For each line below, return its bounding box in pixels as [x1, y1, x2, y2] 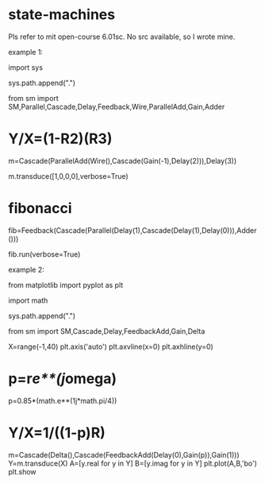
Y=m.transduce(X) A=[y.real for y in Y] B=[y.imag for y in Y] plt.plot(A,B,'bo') [8, 459, 258, 468]
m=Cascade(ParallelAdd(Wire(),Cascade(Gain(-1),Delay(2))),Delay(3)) [8, 156, 237, 165]
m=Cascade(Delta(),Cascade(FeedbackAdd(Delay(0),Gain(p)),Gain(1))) [8, 450, 240, 459]
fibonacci [8, 199, 73, 218]
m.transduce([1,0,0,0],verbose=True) [8, 171, 129, 180]
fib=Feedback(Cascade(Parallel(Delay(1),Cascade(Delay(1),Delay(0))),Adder [8, 225, 257, 235]
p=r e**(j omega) [8, 370, 117, 387]
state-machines [8, 6, 116, 24]
